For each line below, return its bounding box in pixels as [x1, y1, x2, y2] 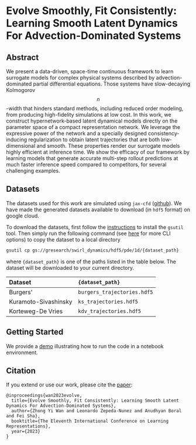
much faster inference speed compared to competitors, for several [6, 161, 167, 168]
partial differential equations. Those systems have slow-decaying [33, 80, 191, 87]
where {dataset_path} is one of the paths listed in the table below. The [6, 258, 177, 265]
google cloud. [6, 212, 40, 219]
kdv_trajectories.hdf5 [78, 308, 142, 314]
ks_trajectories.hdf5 [78, 298, 139, 305]
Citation [6, 365, 36, 376]
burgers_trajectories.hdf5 [78, 288, 153, 295]
